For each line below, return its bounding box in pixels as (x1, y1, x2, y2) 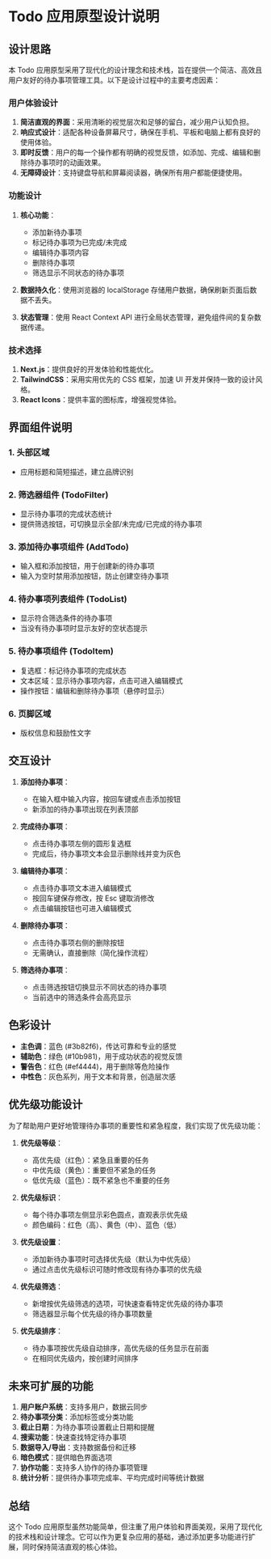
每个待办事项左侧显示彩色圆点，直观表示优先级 (31, 1209, 188, 1219)
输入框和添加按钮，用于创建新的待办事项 (19, 561, 155, 571)
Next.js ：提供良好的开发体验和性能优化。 (19, 364, 159, 374)
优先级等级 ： (19, 1137, 63, 1147)
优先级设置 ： (19, 1237, 63, 1247)
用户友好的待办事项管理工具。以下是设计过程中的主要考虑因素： (8, 75, 220, 85)
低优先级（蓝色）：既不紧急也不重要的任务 (31, 1175, 171, 1185)
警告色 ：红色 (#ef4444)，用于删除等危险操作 (19, 1061, 170, 1071)
